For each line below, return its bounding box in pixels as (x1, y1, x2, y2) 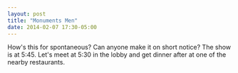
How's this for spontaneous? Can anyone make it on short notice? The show (7, 43, 232, 52)
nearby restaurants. (7, 58, 66, 67)
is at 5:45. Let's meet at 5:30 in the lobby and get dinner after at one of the (7, 50, 227, 59)
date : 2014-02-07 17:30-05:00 (7, 23, 98, 30)
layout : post (7, 10, 46, 18)
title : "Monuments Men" (7, 17, 78, 24)
